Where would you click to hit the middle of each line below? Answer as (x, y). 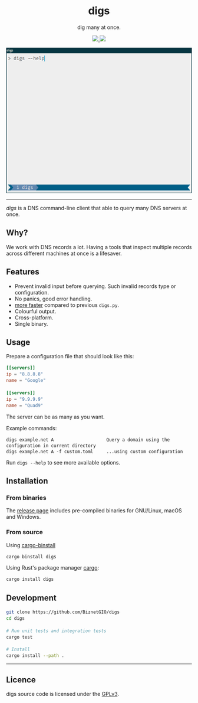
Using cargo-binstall (31, 545)
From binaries (26, 498)
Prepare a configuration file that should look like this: (70, 357)
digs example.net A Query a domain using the (88, 440)
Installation (27, 481)
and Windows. (24, 517)
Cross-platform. (34, 318)
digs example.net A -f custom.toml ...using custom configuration (95, 452)
